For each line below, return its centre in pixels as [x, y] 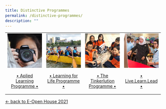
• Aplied [25, 76]
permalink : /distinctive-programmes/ [44, 15]
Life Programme [63, 81]
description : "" [22, 21]
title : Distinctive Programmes [37, 10]
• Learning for [63, 76]
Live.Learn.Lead [142, 81]
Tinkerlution [103, 81]
